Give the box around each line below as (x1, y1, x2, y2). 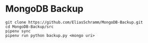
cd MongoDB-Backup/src (5, 24, 54, 29)
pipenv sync (5, 28, 31, 33)
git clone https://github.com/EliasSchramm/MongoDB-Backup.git (5, 20, 143, 25)
